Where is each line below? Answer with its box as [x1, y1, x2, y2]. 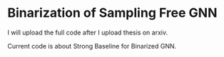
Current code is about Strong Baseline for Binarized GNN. [7, 42, 177, 50]
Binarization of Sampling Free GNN [7, 5, 218, 21]
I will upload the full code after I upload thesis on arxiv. [7, 28, 168, 37]
